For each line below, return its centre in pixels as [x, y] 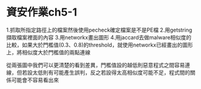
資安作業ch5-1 [42, 12]
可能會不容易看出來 [35, 80]
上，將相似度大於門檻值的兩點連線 [48, 52]
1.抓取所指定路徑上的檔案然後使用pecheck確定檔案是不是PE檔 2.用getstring [99, 30]
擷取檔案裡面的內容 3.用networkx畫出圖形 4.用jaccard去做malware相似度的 [99, 37]
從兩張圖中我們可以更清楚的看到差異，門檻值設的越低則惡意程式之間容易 [95, 65]
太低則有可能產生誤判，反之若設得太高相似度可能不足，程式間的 [111, 72]
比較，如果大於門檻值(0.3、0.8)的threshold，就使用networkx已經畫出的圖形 [100, 45]
